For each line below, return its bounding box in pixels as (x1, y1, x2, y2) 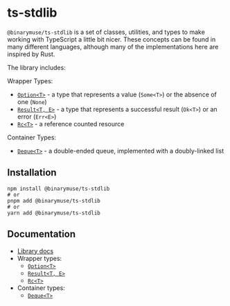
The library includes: (7, 63, 66, 71)
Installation (7, 167, 57, 178)
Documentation (7, 228, 76, 240)
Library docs (17, 246, 54, 255)
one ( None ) (17, 97, 47, 105)
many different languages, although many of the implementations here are (7, 42, 219, 51)
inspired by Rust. (7, 50, 55, 58)
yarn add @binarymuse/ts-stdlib (7, 210, 100, 216)
